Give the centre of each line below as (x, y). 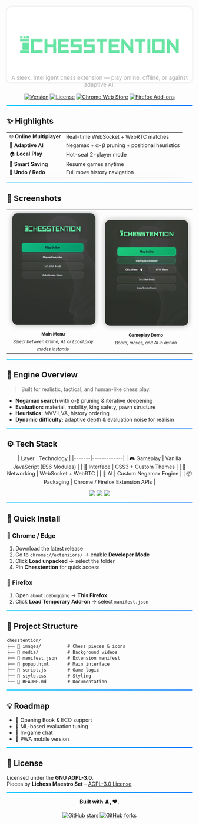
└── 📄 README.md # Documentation (57, 682)
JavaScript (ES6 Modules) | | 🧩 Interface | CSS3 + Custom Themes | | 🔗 (99, 467)
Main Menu (53, 334)
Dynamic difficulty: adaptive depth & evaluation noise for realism (94, 419)
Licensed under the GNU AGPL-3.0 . (50, 777)
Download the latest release (49, 549)
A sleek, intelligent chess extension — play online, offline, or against (99, 77)
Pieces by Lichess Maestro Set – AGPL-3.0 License (69, 784)
